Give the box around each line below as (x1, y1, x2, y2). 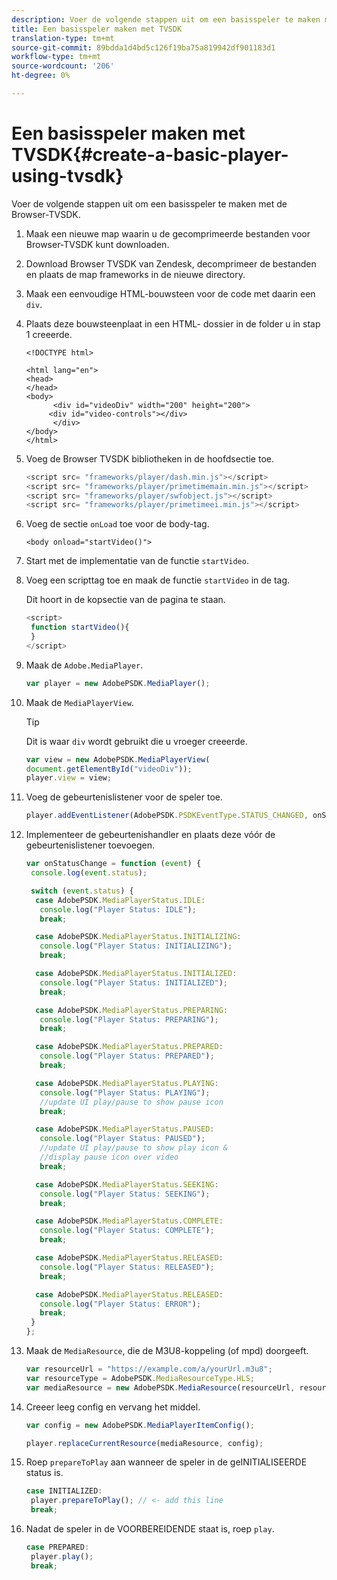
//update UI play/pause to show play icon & (39, 1143, 228, 1153)
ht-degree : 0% (11, 71, 71, 81)
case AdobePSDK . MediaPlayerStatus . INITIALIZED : (35, 969, 238, 979)
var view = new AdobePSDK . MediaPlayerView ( (25, 754, 211, 765)
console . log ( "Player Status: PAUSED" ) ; (39, 1134, 206, 1144)
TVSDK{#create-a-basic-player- (11, 144, 289, 166)
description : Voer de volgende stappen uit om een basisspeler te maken (11, 14, 321, 25)
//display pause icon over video (39, 1152, 179, 1163)
